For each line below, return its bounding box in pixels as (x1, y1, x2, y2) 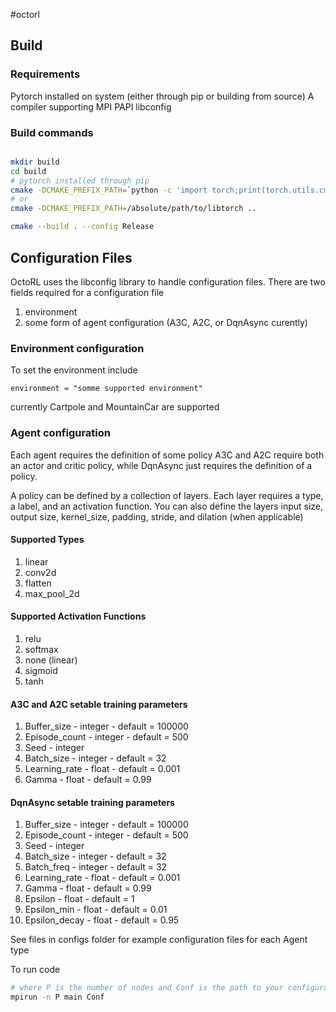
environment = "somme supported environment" (10, 384, 203, 394)
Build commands (10, 125, 94, 139)
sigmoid (24, 664, 58, 676)
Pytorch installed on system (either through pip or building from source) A (10, 90, 315, 102)
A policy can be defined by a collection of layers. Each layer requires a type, (10, 489, 324, 501)
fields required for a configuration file (10, 286, 165, 298)
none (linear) (24, 654, 78, 666)
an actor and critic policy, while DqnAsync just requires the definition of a (10, 459, 313, 471)
